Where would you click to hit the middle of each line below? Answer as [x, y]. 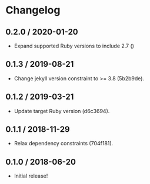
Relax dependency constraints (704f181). [64, 144]
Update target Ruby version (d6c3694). [62, 111]
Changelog [33, 10]
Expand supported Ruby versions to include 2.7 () [74, 46]
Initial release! [31, 176]
